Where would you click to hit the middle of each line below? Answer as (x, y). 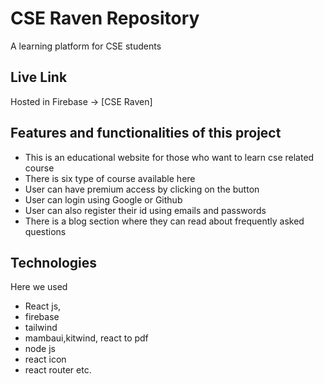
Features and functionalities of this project (146, 133)
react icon (45, 359)
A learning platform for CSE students (86, 46)
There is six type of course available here (110, 178)
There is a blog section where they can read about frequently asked (164, 221)
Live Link (39, 77)
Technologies (54, 262)
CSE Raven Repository (105, 18)
